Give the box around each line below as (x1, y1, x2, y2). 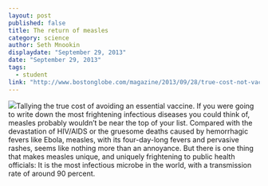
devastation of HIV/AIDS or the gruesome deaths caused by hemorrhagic (8, 126, 249, 136)
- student (15, 71, 48, 79)
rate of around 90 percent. (8, 169, 96, 178)
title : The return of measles (8, 26, 109, 34)
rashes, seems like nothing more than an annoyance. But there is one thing (8, 143, 254, 153)
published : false (8, 19, 66, 27)
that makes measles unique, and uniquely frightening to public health (8, 152, 235, 161)
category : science (8, 33, 69, 42)
